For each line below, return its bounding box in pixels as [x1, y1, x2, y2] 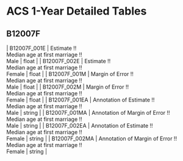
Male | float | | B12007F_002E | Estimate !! [6, 58, 111, 64]
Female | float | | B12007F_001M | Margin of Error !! [6, 70, 134, 77]
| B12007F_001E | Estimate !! [6, 44, 77, 52]
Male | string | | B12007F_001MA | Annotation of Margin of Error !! [6, 109, 170, 116]
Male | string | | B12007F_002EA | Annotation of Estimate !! [6, 122, 154, 129]
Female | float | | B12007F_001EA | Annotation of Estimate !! [6, 96, 155, 103]
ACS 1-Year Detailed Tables [6, 4, 147, 18]
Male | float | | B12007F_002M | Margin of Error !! [6, 83, 129, 91]
